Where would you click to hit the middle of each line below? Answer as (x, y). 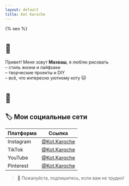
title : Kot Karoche (25, 14)
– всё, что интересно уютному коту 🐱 (46, 78)
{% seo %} (16, 28)
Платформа (22, 133)
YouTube (18, 158)
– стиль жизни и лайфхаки (33, 67)
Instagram (19, 142)
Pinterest (18, 166)
